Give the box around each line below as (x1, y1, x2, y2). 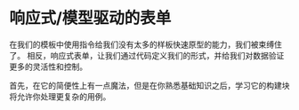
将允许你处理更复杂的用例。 (9, 90, 111, 102)
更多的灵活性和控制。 (9, 61, 87, 72)
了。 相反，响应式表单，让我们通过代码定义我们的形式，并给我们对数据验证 (9, 50, 285, 60)
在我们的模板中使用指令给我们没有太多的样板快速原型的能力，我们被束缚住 (9, 39, 282, 50)
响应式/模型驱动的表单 (9, 8, 172, 28)
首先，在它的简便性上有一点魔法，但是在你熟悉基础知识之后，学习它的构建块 (9, 80, 290, 90)
